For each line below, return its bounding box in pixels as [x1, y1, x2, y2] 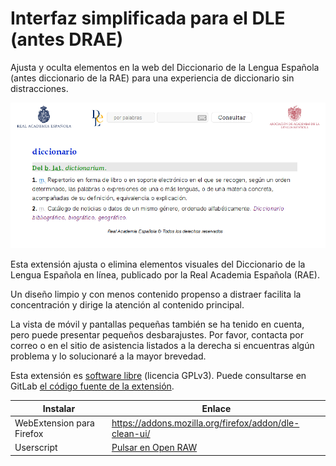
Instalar [42, 402, 76, 414]
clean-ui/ [111, 428, 151, 440]
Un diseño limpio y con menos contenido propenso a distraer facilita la [10, 288, 302, 301]
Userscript [14, 442, 58, 454]
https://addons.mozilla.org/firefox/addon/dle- [111, 417, 300, 429]
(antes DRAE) [10, 28, 124, 51]
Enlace [201, 402, 232, 414]
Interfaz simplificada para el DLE [10, 7, 286, 30]
